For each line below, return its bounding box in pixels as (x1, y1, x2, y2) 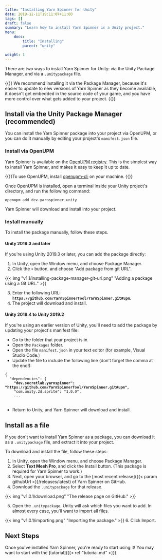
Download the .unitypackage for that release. (12, 484, 103, 490)
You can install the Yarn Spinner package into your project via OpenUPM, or (5, 130, 157, 136)
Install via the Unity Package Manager (5, 110, 123, 118)
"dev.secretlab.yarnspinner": (14, 381, 75, 386)
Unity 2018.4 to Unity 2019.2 (5, 311, 64, 317)
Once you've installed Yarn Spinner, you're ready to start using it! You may (5, 544, 154, 550)
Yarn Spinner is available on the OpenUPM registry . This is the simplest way (5, 159, 157, 165)
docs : (14, 35, 25, 39)
